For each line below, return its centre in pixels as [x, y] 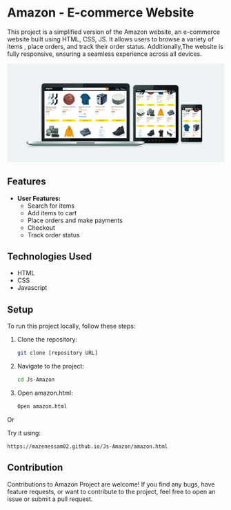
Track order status [54, 235]
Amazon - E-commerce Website [101, 13]
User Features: [39, 198]
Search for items [51, 206]
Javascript [32, 288]
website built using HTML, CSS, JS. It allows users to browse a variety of [111, 39]
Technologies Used [49, 256]
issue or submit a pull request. [50, 499]
